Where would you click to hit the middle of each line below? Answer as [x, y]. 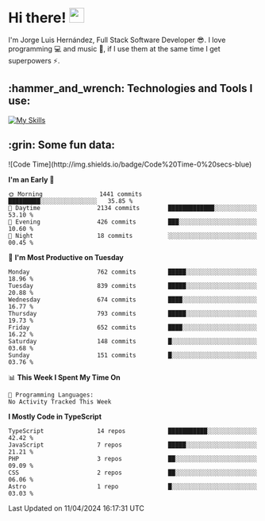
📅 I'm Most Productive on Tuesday [66, 257]
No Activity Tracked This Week [60, 402]
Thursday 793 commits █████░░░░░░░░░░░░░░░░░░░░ [133, 313]
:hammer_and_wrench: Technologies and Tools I [131, 88]
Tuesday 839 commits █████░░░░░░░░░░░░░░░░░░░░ [133, 285]
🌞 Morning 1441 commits [75, 194]
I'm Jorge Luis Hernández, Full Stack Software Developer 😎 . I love [117, 40]
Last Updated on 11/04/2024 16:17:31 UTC [76, 508]
